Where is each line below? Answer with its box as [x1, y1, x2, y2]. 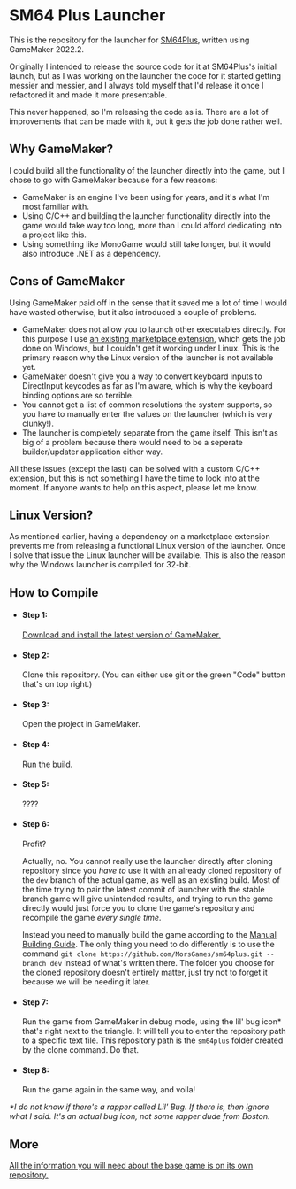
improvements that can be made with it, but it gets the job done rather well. [9, 116, 283, 127]
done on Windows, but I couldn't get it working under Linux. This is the [21, 343, 280, 353]
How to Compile [9, 585, 99, 600]
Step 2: [21, 650, 49, 660]
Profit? [21, 838, 47, 849]
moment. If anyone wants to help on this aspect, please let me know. [9, 482, 259, 492]
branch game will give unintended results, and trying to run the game [21, 893, 274, 904]
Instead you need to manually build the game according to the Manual [21, 929, 277, 939]
